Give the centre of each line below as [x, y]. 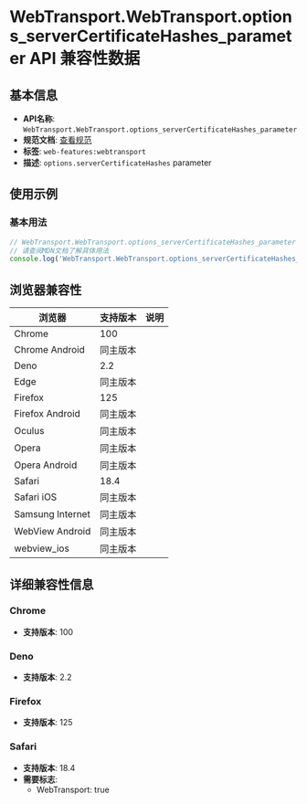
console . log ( [34, 259]
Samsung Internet [53, 514]
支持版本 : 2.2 [47, 677]
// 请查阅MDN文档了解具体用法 [59, 250]
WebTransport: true [73, 789]
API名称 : [39, 119]
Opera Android [46, 465]
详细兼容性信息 [52, 584]
